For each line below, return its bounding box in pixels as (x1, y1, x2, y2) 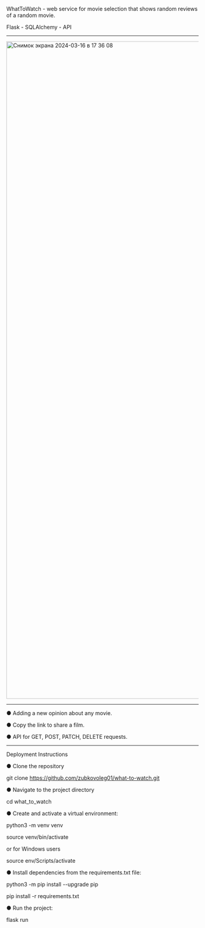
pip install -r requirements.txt (6, 893, 79, 899)
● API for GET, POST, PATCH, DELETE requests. (6, 733, 128, 740)
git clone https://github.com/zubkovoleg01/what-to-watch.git (6, 774, 160, 782)
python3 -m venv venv (6, 822, 63, 829)
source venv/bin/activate (6, 833, 69, 841)
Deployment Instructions (6, 750, 68, 758)
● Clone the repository (6, 763, 65, 769)
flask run (6, 916, 29, 923)
